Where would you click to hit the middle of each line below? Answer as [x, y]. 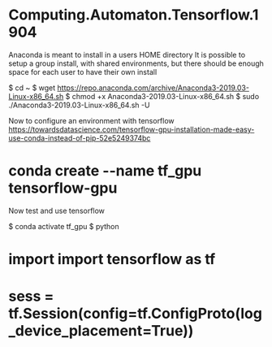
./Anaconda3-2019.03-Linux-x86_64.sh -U [79, 105]
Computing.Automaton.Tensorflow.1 [134, 15]
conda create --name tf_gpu [105, 171]
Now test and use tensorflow [57, 210]
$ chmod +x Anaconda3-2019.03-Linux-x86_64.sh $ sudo [162, 96]
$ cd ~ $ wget [32, 88]
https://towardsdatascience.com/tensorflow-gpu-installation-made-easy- [132, 129]
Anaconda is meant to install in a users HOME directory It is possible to [127, 54]
